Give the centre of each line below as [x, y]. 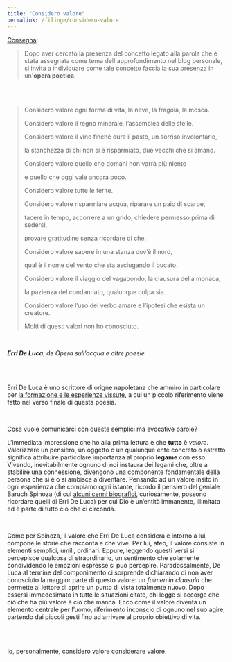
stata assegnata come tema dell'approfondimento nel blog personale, [123, 60]
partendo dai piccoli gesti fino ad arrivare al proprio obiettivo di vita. [104, 617]
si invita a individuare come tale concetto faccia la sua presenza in [119, 68]
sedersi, [36, 224]
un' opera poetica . [50, 75]
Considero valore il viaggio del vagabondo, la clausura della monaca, [122, 278]
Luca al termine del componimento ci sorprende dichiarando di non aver [110, 572]
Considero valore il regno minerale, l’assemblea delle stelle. [109, 123]
